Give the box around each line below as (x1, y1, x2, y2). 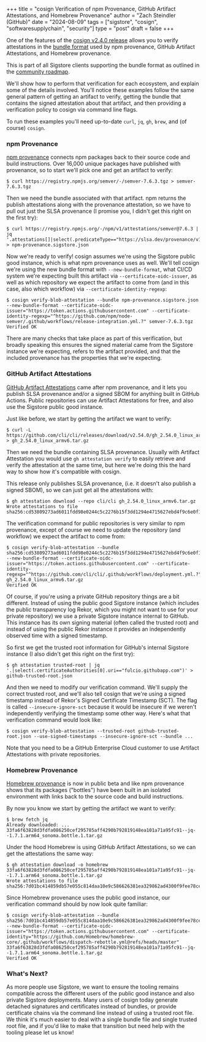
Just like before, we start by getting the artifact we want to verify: (6, 415, 172, 422)
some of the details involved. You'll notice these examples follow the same (6, 86, 194, 94)
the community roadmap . (6, 68, 71, 75)
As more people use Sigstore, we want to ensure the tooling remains (6, 983, 179, 991)
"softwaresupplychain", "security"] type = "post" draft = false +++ (6, 25, 174, 32)
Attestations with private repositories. (6, 750, 101, 758)
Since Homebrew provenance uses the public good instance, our (6, 894, 170, 901)
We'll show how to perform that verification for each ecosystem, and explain (6, 80, 199, 87)
